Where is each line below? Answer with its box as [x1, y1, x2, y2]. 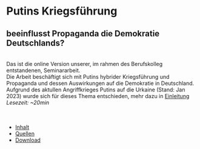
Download [15, 136, 41, 144]
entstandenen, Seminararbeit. [6, 67, 81, 74]
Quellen [15, 130, 35, 137]
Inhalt [15, 124, 30, 131]
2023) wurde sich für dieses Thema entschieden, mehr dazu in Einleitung [6, 93, 190, 99]
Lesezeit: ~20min [6, 99, 50, 106]
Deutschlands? [6, 38, 65, 48]
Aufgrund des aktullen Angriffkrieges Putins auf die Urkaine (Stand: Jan [6, 86, 185, 93]
